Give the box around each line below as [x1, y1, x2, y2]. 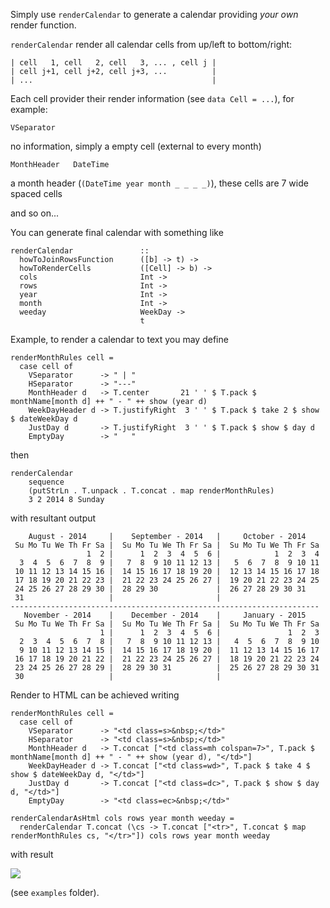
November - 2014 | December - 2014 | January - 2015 [23, 610, 307, 620]
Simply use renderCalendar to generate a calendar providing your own [10, 9, 299, 20]
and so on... [10, 207, 60, 219]
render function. [10, 19, 77, 31]
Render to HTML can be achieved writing [10, 689, 180, 701]
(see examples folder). [10, 887, 100, 898]
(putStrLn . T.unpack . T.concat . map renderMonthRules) [28, 486, 275, 496]
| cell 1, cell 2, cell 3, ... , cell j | [10, 58, 217, 68]
